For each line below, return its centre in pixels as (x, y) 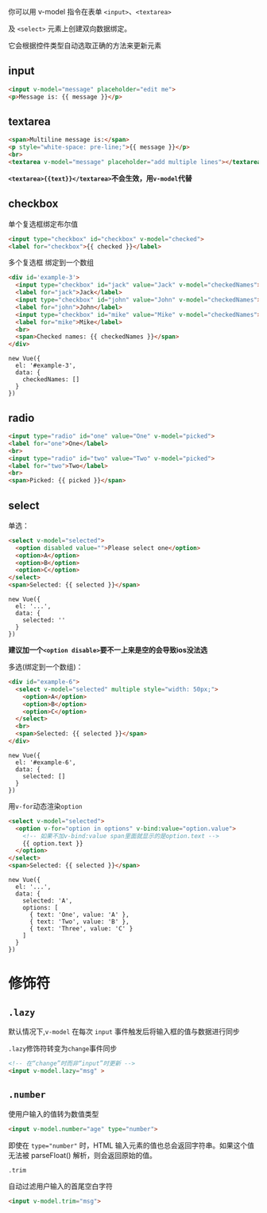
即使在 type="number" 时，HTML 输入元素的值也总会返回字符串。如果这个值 (131, 1145)
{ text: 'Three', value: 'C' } (81, 929)
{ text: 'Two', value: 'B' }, (79, 922)
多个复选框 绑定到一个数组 (51, 263)
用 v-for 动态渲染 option (45, 805)
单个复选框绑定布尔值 (43, 224)
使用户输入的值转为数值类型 (54, 1114)
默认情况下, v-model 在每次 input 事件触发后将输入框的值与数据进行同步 (124, 1032)
